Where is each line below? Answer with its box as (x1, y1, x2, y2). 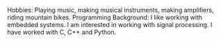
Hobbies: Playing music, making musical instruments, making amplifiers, (7, 6, 214, 14)
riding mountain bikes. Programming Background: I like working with (7, 13, 203, 21)
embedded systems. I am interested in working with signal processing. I (7, 21, 213, 28)
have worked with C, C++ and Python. (7, 28, 117, 36)
